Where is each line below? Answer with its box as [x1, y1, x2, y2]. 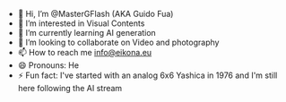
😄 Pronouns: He [17, 60, 79, 71]
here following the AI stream [17, 83, 123, 93]
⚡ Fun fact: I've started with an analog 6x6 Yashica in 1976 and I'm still [17, 70, 278, 81]
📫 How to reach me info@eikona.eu [17, 47, 152, 57]
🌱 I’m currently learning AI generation [17, 28, 157, 38]
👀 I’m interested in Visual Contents [17, 18, 145, 29]
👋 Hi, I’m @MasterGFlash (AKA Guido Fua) [17, 9, 174, 19]
